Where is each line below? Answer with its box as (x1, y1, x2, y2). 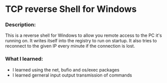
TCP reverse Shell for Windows (5, 3, 137, 15)
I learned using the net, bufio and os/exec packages (12, 67, 120, 73)
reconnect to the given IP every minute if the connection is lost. (5, 43, 136, 49)
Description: (5, 21, 36, 28)
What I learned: (5, 56, 43, 63)
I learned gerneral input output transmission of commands (12, 72, 132, 78)
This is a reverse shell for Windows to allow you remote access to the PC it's (5, 32, 162, 38)
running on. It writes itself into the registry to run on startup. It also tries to (5, 38, 157, 44)
